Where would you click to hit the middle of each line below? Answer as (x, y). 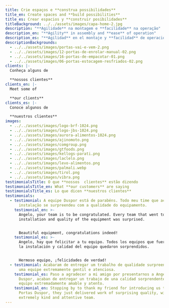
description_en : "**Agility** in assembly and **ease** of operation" (81, 33)
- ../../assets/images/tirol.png (45, 172)
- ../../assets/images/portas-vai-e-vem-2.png (59, 47)
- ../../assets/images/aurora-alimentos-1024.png (63, 135)
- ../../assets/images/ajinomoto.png (49, 140)
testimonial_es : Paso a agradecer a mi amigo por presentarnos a (84, 274)
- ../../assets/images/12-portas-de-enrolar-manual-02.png (73, 52)
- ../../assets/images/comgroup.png (48, 144)
